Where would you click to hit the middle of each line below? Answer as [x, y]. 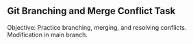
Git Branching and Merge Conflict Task [91, 11]
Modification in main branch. [47, 35]
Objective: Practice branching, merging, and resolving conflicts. [97, 27]
